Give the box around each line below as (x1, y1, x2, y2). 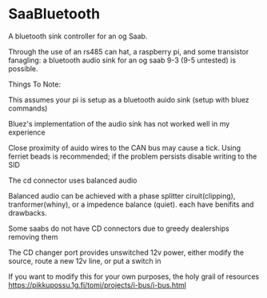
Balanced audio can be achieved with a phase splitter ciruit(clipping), (8, 191, 236, 200)
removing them (8, 232, 58, 241)
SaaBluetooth (8, 5, 101, 23)
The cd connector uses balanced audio (8, 175, 137, 185)
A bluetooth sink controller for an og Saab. (8, 31, 148, 41)
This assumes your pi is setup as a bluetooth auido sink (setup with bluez (8, 95, 249, 104)
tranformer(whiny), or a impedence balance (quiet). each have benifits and (8, 199, 254, 209)
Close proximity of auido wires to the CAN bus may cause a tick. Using (8, 143, 241, 152)
